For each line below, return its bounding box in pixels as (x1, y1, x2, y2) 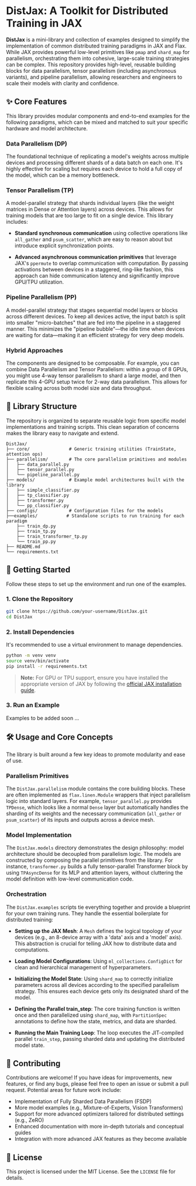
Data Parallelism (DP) (6, 139, 67, 147)
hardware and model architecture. (6, 125, 88, 132)
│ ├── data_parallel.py (6, 461, 69, 468)
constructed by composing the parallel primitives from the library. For (6, 856, 173, 864)
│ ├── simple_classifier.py (6, 487, 80, 493)
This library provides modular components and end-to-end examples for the (6, 112, 190, 119)
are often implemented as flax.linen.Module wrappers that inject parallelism (6, 791, 191, 798)
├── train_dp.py (16, 523, 57, 529)
